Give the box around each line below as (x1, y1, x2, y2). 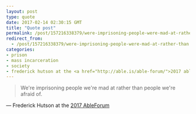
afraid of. (20, 91, 43, 98)
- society (6, 63, 30, 69)
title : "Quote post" (6, 25, 57, 31)
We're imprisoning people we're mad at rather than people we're (20, 84, 176, 91)
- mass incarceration (6, 57, 59, 63)
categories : (6, 47, 35, 53)
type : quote (6, 14, 35, 20)
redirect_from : (6, 36, 43, 42)
